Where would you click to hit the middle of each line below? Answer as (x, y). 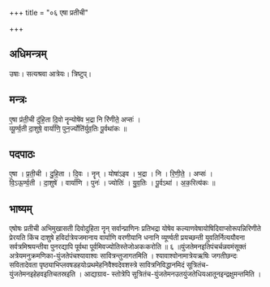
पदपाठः (22, 154)
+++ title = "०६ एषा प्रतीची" (49, 13)
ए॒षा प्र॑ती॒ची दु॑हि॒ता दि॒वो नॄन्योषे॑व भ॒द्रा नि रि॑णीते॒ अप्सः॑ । (75, 119)
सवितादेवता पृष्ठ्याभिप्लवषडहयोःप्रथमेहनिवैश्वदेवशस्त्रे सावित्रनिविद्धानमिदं (97, 265)
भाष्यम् (21, 209)
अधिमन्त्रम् (28, 54)
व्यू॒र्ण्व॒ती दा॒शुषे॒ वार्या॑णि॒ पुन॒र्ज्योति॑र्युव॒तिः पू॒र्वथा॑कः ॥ (68, 128)
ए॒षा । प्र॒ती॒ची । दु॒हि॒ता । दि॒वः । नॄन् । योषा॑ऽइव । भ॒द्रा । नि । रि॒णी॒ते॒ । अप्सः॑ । (111, 173)
